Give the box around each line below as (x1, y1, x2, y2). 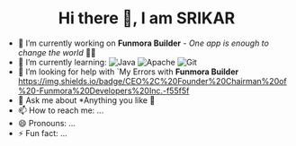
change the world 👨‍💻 (17, 47, 96, 57)
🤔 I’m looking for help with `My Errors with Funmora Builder (17, 66, 239, 77)
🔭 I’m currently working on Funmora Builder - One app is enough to (17, 38, 270, 48)
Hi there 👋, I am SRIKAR (58, 8, 236, 29)
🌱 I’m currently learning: (17, 56, 107, 67)
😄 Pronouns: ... (17, 117, 76, 128)
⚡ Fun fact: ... (17, 127, 67, 138)
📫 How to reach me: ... (17, 105, 104, 116)
